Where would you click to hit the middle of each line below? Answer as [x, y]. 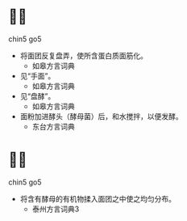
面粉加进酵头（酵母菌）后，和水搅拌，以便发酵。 [101, 116]
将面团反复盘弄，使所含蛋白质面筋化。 [83, 55]
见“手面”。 [37, 75]
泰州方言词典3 [56, 209]
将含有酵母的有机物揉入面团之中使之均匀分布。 [98, 198]
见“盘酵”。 [37, 96]
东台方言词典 [53, 126]
